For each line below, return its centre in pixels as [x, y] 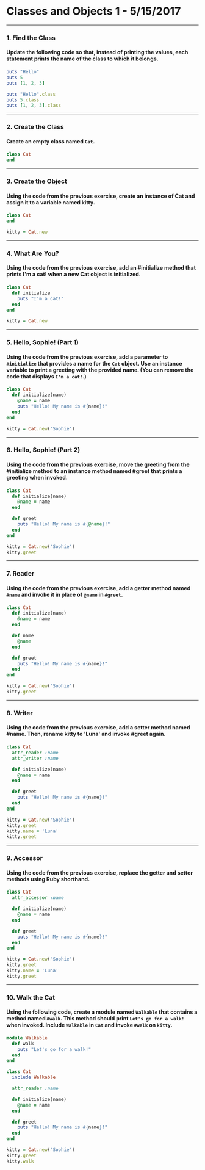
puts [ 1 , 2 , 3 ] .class [34, 106]
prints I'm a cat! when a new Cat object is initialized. [74, 274]
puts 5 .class [23, 100]
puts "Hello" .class [31, 94]
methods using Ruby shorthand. [48, 879]
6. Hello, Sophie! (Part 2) [43, 450]
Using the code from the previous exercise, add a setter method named [98, 728]
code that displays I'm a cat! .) [46, 376]
